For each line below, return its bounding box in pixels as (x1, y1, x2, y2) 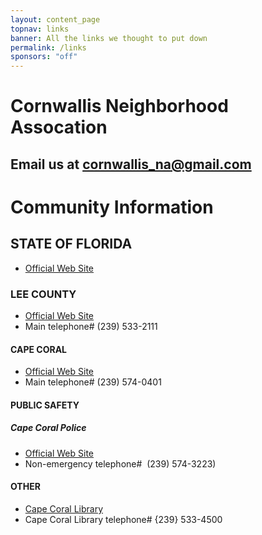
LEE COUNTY (10, 287, 77, 301)
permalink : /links (10, 42, 87, 53)
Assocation (10, 116, 108, 139)
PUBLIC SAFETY (10, 399, 80, 411)
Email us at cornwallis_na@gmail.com (10, 156, 252, 173)
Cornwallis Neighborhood (10, 95, 229, 118)
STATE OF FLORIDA (10, 236, 133, 253)
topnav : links (10, 24, 70, 34)
